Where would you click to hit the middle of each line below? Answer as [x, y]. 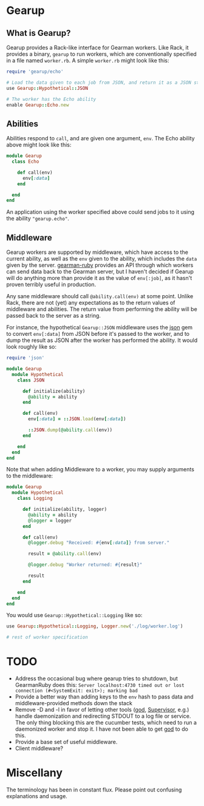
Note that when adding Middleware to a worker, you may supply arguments [100, 470]
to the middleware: [30, 476]
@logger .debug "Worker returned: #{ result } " [85, 565]
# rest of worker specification [47, 637]
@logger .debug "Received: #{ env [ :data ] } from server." [99, 543]
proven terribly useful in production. [51, 285]
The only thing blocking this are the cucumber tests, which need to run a [106, 723]
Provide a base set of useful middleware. [66, 742]
